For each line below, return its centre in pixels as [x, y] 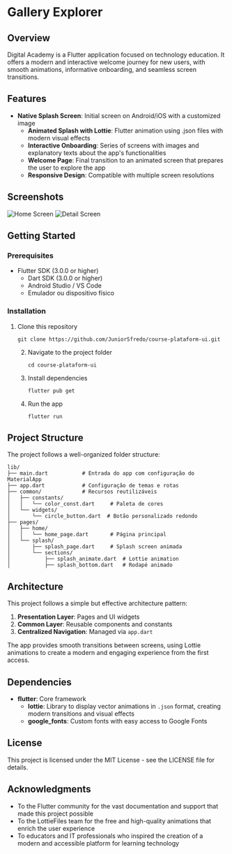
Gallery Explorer [55, 12]
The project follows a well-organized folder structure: [84, 455]
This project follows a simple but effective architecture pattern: [98, 603]
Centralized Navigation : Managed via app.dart [85, 632]
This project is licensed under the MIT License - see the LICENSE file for [111, 760]
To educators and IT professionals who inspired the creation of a [110, 836]
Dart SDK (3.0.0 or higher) [65, 278]
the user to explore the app [67, 168]
